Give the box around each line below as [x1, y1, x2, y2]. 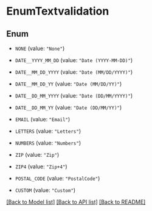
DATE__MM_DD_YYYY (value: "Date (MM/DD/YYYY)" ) [15, 68, 133, 76]
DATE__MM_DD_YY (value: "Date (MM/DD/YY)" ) [15, 80, 122, 87]
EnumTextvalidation [6, 4, 109, 18]
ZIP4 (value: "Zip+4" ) [15, 163, 68, 170]
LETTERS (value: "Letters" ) [15, 127, 81, 135]
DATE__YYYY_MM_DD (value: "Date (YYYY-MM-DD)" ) [15, 57, 133, 63]
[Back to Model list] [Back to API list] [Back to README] [6, 198, 146, 206]
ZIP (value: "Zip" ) [15, 151, 60, 158]
